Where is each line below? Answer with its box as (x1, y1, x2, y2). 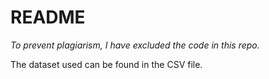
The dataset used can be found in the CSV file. (10, 58, 203, 70)
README (10, 6, 86, 29)
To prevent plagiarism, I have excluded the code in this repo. (10, 39, 260, 51)
